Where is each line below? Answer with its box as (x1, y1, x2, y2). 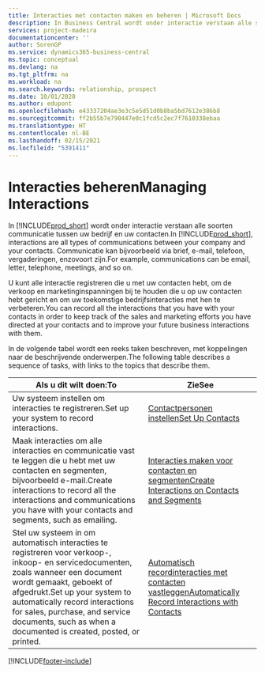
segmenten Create (147, 475, 215, 486)
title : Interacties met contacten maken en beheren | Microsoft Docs (8, 11, 242, 20)
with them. (8, 329, 43, 338)
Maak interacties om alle (12, 436, 103, 447)
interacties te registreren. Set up (12, 403, 129, 414)
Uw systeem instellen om (12, 393, 105, 404)
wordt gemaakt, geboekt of (12, 577, 113, 588)
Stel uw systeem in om (12, 527, 96, 539)
